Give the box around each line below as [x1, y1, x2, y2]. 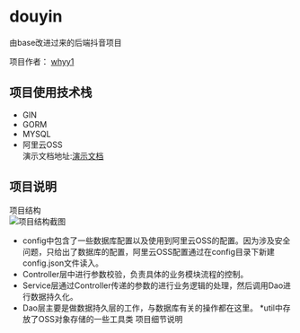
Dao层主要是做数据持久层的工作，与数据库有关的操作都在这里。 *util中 [22, 302, 283, 313]
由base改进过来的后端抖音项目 [9, 37, 123, 48]
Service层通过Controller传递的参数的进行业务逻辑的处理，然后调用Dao [22, 280, 284, 291]
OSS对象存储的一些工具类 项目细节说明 [38, 313, 183, 324]
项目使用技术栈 [9, 85, 93, 101]
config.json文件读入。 [22, 258, 104, 268]
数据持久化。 [30, 291, 78, 302]
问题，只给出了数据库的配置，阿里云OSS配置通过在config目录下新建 [22, 246, 276, 257]
